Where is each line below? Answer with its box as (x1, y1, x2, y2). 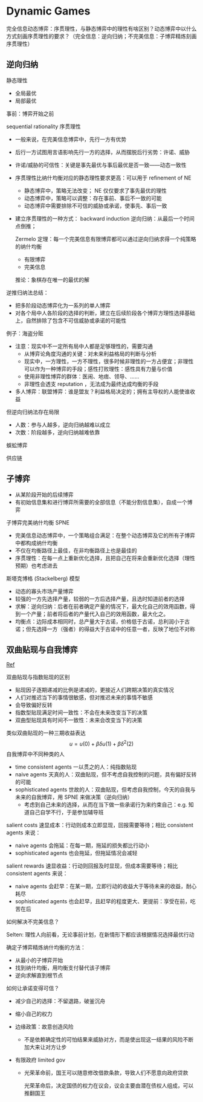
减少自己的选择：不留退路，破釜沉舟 (14, 997, 106, 1005)
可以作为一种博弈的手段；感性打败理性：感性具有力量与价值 (24, 365, 173, 372)
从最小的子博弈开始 (14, 956, 63, 964)
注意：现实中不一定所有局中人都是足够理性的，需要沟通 (14, 343, 153, 350)
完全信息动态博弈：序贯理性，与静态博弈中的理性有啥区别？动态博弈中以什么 (6, 25, 197, 32)
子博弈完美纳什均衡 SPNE (6, 518, 69, 526)
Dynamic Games (6, 4, 91, 18)
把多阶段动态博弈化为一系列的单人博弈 (14, 301, 111, 309)
